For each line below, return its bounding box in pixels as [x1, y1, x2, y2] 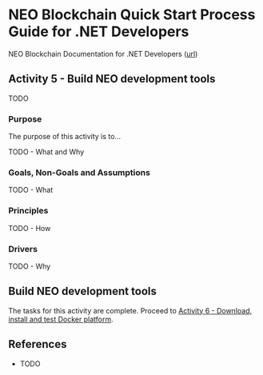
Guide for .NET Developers [8, 22, 189, 41]
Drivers [8, 243, 38, 254]
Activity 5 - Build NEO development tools [8, 72, 216, 86]
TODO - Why [8, 261, 51, 271]
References [8, 337, 67, 351]
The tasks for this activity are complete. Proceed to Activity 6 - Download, [8, 305, 253, 315]
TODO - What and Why [8, 147, 85, 157]
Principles [8, 205, 49, 217]
